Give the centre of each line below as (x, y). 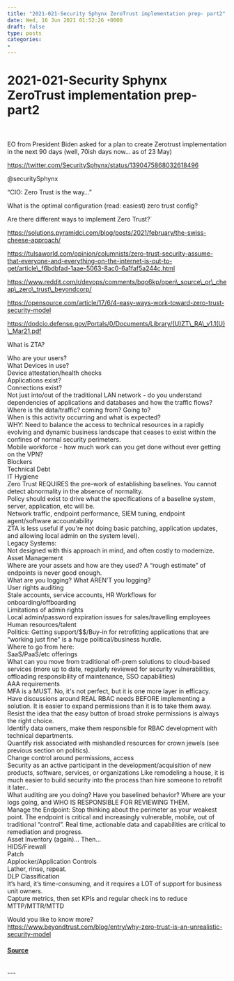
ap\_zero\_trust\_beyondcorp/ (49, 289)
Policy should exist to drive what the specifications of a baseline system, (111, 498)
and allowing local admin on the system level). (73, 535)
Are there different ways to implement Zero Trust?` (80, 219)
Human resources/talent (42, 624)
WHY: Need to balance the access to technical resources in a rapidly (106, 424)
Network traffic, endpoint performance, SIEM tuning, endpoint (96, 513)
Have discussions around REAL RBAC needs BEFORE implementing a (106, 698)
